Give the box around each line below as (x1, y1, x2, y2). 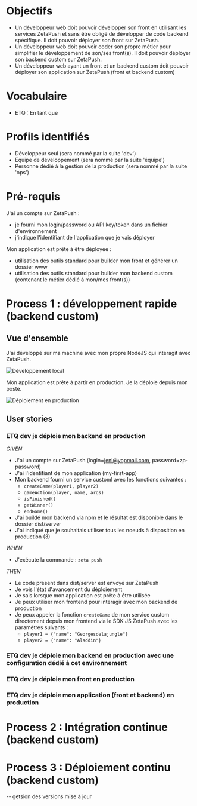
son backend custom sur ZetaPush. (14, 56, 102, 63)
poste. (6, 385, 22, 392)
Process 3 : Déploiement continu (6, 761, 171, 774)
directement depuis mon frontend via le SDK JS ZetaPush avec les (14, 617, 178, 625)
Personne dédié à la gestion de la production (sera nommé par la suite (14, 163, 187, 170)
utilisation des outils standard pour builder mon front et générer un (14, 257, 179, 264)
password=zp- (151, 457, 189, 464)
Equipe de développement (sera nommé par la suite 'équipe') (14, 156, 165, 163)
